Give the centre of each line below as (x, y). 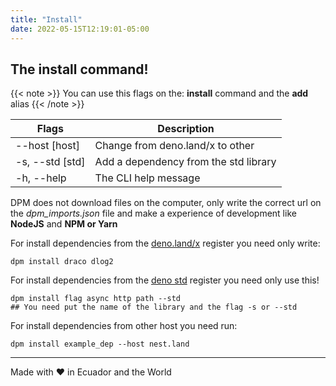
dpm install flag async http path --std (96, 299)
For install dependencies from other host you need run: (124, 326)
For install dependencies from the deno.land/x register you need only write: (165, 243)
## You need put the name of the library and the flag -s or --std (154, 307)
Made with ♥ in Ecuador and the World (91, 372)
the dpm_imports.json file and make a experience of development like (153, 213)
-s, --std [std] (50, 162)
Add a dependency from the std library (185, 162)
